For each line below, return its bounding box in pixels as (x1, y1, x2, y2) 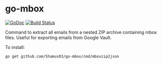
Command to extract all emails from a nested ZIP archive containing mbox (5, 29, 157, 35)
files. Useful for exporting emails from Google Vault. (5, 34, 112, 40)
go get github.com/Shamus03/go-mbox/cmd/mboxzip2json (5, 53, 120, 59)
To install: (5, 44, 25, 50)
